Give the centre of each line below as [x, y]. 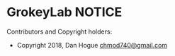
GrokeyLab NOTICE [64, 12]
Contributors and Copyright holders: [60, 31]
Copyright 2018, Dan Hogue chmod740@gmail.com [92, 45]
